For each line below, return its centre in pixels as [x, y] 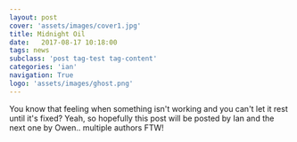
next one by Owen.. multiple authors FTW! [87, 127]
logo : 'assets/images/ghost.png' [71, 83]
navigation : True [41, 75]
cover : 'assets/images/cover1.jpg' [75, 26]
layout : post [33, 17]
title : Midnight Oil [48, 34]
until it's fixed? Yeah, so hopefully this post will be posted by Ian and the [142, 118]
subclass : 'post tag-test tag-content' [83, 59]
